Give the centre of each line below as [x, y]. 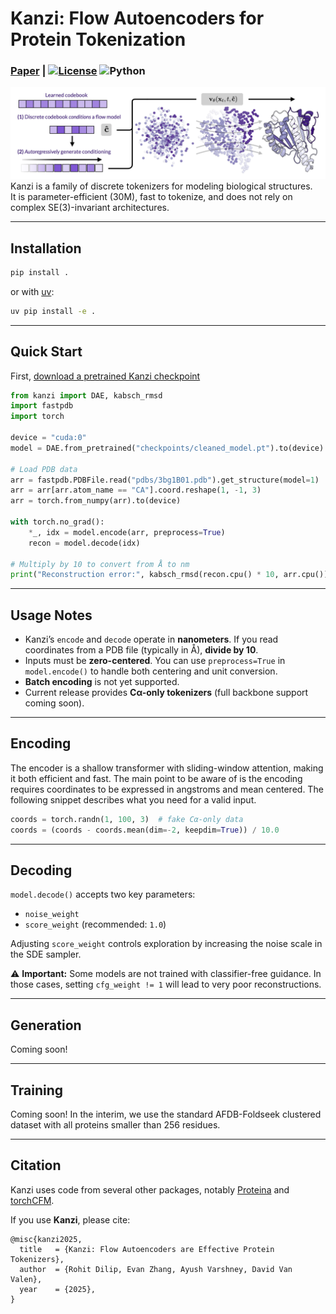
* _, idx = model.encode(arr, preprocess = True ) [127, 532]
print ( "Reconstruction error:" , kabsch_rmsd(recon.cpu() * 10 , [145, 575]
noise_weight [52, 915]
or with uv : [32, 291]
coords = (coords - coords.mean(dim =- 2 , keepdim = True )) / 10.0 [145, 830]
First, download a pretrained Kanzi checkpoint [105, 376]
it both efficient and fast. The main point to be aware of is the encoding [156, 778]
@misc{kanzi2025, [46, 1239]
